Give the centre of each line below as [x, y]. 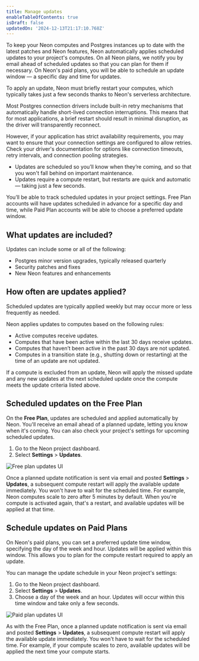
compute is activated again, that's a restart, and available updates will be [95, 503]
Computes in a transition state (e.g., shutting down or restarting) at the [101, 355]
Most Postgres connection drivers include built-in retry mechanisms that [95, 106]
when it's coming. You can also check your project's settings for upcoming [98, 431]
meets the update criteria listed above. [53, 385]
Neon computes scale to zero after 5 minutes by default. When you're [91, 496]
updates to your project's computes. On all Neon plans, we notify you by [95, 58]
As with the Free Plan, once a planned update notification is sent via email [97, 626]
